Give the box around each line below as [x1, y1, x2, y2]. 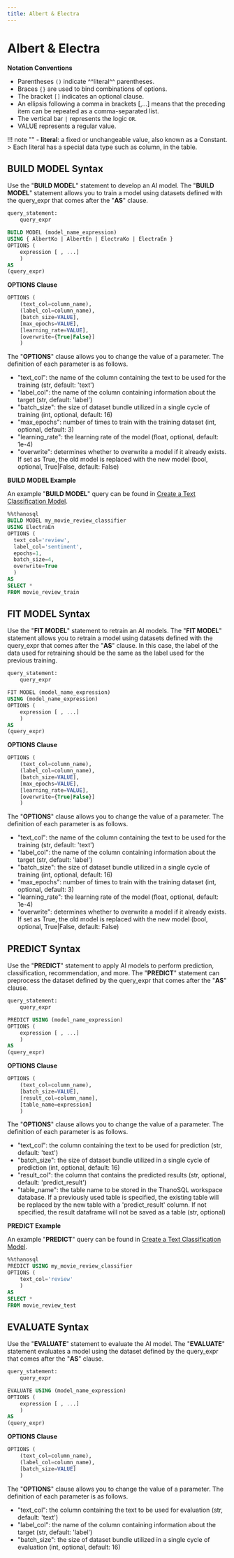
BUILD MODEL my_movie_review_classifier [7, 517, 127, 525]
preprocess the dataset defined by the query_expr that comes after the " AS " [7, 977, 227, 985]
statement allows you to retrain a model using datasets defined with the [7, 634, 213, 642]
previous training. [7, 656, 58, 665]
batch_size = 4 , [13, 556, 54, 563]
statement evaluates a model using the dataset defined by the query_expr [7, 1347, 219, 1356]
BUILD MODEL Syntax [7, 162, 103, 175]
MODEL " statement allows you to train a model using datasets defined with [7, 189, 224, 197]
